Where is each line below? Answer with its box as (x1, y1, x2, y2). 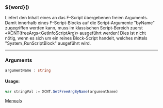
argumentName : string (5, 68, 51, 73)
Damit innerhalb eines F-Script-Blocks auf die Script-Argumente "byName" (5, 20, 155, 26)
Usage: (5, 79, 20, 84)
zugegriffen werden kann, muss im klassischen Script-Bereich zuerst (5, 25, 143, 31)
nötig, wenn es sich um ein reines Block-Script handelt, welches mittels (5, 35, 147, 41)
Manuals (5, 98, 22, 104)
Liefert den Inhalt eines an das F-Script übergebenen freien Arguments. (5, 15, 148, 21)
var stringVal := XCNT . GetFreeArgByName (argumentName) (5, 89, 118, 94)
